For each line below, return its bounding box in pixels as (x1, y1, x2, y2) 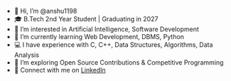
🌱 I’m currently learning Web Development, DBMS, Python (14, 33, 185, 40)
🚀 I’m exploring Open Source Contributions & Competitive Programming (14, 58, 224, 67)
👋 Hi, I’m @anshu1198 (14, 7, 77, 15)
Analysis (14, 50, 40, 59)
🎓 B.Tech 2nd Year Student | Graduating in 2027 (14, 15, 159, 23)
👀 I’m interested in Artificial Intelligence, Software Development (14, 25, 199, 33)
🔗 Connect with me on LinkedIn (14, 66, 107, 74)
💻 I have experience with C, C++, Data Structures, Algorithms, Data (14, 40, 213, 49)
